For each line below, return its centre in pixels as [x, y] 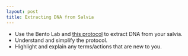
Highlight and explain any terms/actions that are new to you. [88, 46]
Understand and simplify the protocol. [61, 40]
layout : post [22, 11]
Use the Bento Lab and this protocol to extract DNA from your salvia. [98, 34]
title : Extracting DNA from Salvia [50, 17]
